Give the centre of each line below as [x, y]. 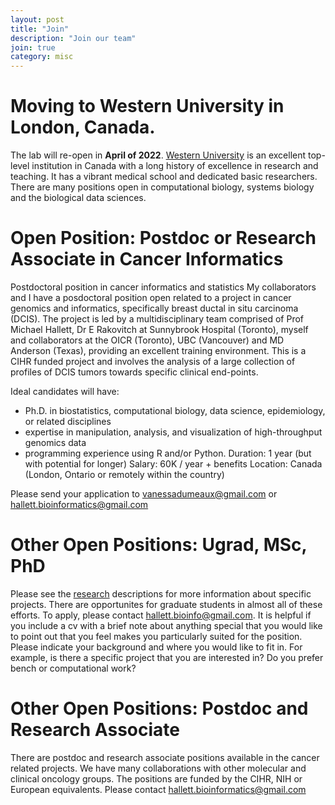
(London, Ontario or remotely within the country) [124, 474]
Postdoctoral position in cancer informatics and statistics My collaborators [163, 287]
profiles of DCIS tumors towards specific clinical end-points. [134, 372]
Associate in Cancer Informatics [147, 259]
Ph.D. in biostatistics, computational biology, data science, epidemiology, [175, 410]
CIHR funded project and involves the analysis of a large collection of [153, 361]
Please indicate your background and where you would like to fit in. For [156, 647]
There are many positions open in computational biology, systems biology [162, 187]
